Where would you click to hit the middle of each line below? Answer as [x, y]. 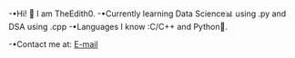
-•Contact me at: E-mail [53, 44]
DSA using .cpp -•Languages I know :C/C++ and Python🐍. [118, 27]
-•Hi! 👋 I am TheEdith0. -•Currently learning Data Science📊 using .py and [147, 14]
